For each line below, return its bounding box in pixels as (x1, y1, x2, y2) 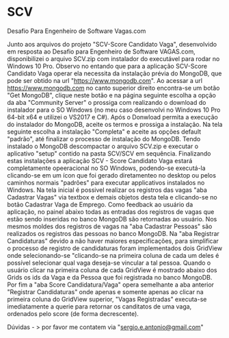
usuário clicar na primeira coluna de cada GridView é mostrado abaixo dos (7, 265, 217, 274)
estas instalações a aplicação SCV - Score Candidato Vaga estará (7, 156, 193, 165)
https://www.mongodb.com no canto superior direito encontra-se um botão (7, 84, 220, 92)
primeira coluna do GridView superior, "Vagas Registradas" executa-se (7, 295, 207, 303)
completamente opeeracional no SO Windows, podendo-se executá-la (7, 164, 206, 172)
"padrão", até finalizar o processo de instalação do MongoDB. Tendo (7, 134, 201, 143)
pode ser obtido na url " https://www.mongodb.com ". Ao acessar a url (7, 76, 203, 84)
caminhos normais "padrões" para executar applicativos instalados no (7, 178, 205, 186)
